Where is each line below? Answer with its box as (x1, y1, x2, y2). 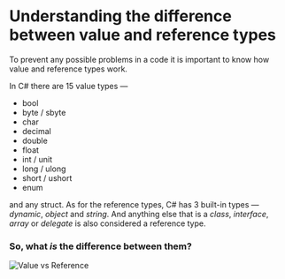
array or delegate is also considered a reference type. (9, 218, 206, 229)
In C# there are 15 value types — (9, 80, 128, 91)
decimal (21, 125, 51, 136)
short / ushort (21, 172, 73, 183)
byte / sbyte (21, 107, 66, 117)
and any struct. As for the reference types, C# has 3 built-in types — (9, 199, 259, 209)
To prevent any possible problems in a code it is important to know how (9, 54, 270, 64)
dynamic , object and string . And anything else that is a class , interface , (9, 208, 269, 219)
